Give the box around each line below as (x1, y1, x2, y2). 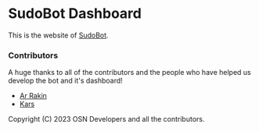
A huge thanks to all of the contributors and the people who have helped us (8, 68, 252, 77)
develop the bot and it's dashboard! (8, 76, 123, 86)
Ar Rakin (19, 91, 47, 101)
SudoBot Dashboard (8, 5, 142, 23)
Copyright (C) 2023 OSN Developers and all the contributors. (8, 115, 205, 124)
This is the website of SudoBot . (8, 30, 109, 40)
